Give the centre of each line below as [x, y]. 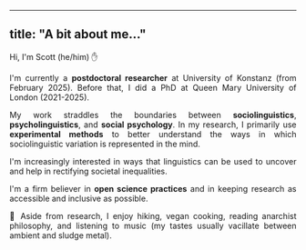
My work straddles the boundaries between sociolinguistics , [153, 115]
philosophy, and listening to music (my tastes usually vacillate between [153, 225]
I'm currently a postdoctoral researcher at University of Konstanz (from [153, 77]
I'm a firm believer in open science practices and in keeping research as [153, 188]
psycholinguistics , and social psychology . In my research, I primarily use [153, 125]
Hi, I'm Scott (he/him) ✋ [54, 56]
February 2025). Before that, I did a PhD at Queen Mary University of [153, 87]
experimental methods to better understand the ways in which [153, 134]
